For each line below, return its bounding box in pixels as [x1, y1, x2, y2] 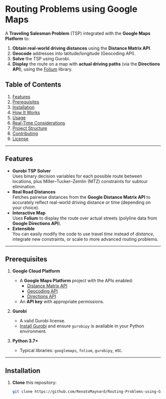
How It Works [12, 109, 41, 115]
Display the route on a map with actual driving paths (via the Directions [12, 61, 160, 67]
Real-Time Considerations [12, 120, 65, 126]
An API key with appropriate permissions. [19, 299, 105, 305]
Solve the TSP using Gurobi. [12, 55, 70, 61]
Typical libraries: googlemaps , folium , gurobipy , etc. [19, 348, 123, 354]
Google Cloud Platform [12, 268, 60, 274]
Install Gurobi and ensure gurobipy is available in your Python [19, 323, 144, 329]
